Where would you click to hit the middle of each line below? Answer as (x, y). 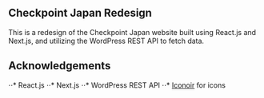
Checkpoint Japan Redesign (80, 13)
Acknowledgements (60, 66)
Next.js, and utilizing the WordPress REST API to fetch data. (106, 41)
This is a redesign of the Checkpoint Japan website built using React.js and (132, 32)
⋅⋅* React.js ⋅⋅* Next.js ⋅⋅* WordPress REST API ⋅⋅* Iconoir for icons (117, 85)
